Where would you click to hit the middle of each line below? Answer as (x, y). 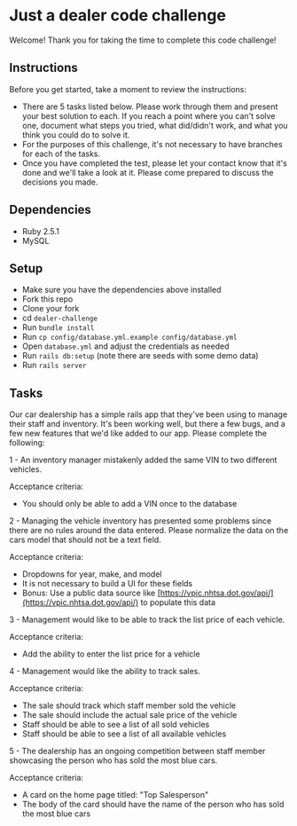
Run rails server (54, 366)
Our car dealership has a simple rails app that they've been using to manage (148, 414)
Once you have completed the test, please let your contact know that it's (155, 163)
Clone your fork (51, 309)
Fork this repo (47, 299)
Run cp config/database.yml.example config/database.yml (129, 337)
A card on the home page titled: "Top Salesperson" (115, 795)
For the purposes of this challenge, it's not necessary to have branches (152, 144)
